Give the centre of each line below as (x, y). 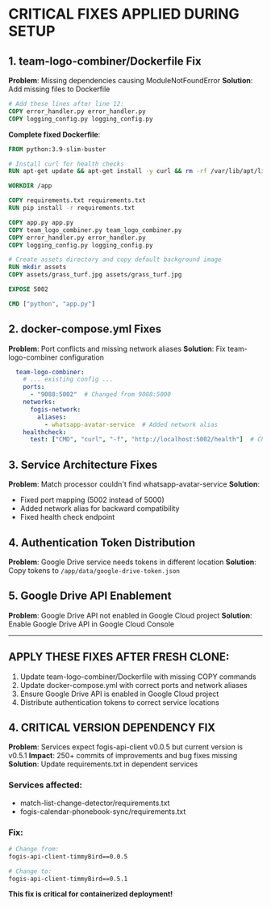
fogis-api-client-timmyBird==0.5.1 (68, 879)
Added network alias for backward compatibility (100, 508)
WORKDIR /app (30, 186)
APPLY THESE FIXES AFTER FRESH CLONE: (119, 657)
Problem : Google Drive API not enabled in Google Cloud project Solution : (130, 615)
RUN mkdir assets (38, 268)
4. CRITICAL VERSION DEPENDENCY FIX (112, 727)
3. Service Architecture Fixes (83, 464)
